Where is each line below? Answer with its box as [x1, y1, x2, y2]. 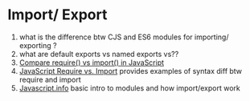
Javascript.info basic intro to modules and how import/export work [18, 83, 240, 93]
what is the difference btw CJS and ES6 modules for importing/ [18, 32, 229, 42]
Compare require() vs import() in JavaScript [18, 58, 165, 67]
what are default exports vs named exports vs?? [18, 49, 179, 59]
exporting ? [18, 40, 57, 50]
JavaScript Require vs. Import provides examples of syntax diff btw [18, 66, 243, 75]
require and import [18, 75, 81, 84]
